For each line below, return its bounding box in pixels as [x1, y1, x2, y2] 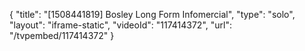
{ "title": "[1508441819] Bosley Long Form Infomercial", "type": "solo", [9, 9, 296, 20]
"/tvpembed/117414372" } [9, 30, 115, 41]
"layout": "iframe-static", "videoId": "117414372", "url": [9, 19, 232, 31]
